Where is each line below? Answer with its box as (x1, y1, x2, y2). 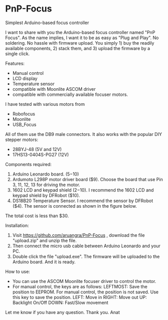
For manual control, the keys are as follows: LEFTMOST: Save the (12, 283, 148, 289)
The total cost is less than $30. (5, 213, 69, 219)
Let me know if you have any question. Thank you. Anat (5, 309, 120, 315)
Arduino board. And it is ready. (12, 259, 76, 265)
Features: (5, 60, 25, 66)
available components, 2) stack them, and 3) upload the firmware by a (5, 45, 150, 51)
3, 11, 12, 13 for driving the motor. (12, 182, 80, 188)
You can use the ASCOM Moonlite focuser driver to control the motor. (12, 278, 156, 284)
